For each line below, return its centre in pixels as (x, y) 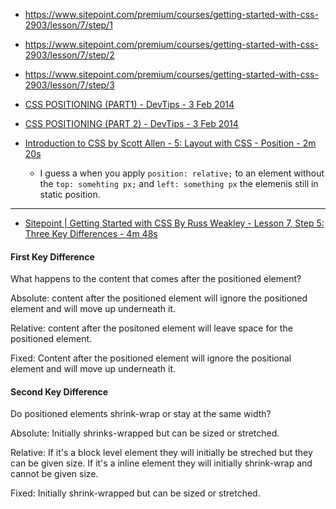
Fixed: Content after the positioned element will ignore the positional (151, 358)
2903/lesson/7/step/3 (69, 85)
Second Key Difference (59, 391)
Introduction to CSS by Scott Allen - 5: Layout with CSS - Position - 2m (170, 143)
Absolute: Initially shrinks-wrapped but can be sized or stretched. (145, 433)
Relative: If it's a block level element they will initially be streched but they (161, 453)
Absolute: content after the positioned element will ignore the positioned (159, 298)
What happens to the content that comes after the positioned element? (156, 279)
